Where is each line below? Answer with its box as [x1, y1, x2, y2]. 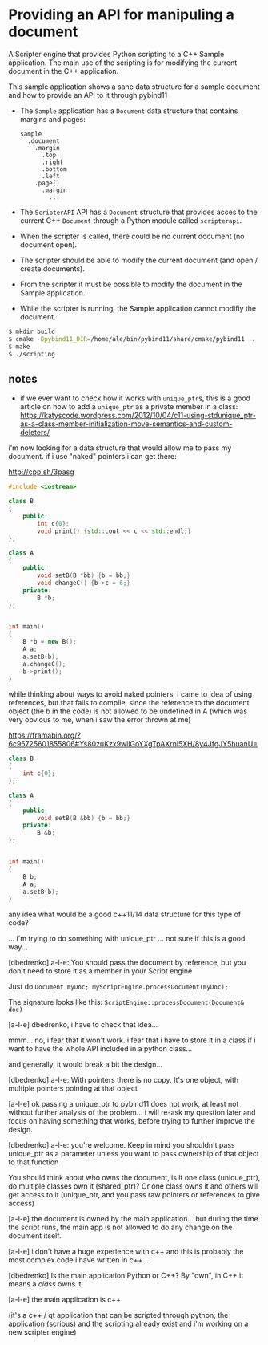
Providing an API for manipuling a [8, 6, 234, 24]
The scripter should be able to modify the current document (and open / [19, 255, 258, 265]
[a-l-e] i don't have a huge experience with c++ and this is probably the [8, 1246, 244, 1257]
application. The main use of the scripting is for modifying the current [8, 58, 238, 67]
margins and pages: [19, 114, 86, 124]
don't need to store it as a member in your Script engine [8, 966, 193, 976]
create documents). [19, 263, 86, 274]
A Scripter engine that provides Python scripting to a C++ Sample [8, 49, 225, 59]
